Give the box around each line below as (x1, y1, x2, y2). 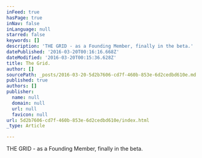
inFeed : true (6, 9, 40, 15)
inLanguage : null (6, 26, 51, 32)
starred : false (6, 32, 45, 38)
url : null (12, 105, 37, 112)
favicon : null (12, 111, 48, 118)
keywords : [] (6, 37, 40, 43)
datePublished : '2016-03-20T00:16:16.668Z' (6, 49, 120, 55)
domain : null (12, 100, 45, 106)
